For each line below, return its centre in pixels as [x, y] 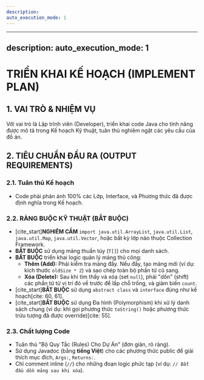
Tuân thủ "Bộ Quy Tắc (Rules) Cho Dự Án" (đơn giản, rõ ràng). [92, 345]
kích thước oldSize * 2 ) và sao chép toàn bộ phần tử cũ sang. [102, 270]
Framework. [30, 244]
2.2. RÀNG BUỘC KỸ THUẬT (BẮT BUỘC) [68, 218]
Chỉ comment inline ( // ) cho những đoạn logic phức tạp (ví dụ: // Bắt [102, 364]
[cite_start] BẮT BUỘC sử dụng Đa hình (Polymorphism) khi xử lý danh [102, 302]
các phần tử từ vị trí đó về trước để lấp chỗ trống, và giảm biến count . [110, 283]
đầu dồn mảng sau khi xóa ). [49, 370]
